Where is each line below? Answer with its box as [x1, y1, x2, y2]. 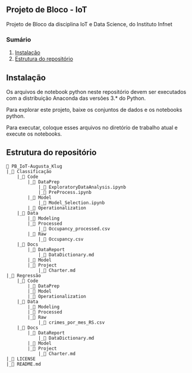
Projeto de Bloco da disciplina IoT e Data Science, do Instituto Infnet [6, 20, 172, 27]
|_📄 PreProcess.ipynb [37, 189, 92, 195]
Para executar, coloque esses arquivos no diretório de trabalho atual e [6, 124, 178, 131]
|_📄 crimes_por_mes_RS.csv [37, 319, 105, 325]
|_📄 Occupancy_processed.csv [37, 225, 111, 231]
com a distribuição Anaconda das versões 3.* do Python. [6, 95, 146, 102]
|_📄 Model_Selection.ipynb [37, 199, 105, 206]
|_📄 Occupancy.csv [37, 236, 84, 242]
